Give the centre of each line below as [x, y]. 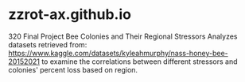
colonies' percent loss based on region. [73, 69]
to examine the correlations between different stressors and [139, 61]
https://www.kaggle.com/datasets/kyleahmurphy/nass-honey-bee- [118, 53]
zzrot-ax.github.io [70, 15]
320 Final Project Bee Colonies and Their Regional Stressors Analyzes [123, 36]
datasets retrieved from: [48, 44]
